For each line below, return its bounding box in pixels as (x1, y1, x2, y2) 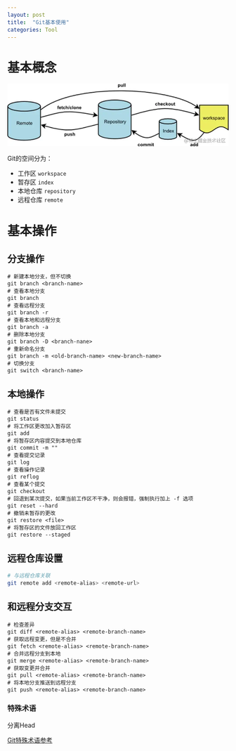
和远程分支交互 (7, 601, 72, 613)
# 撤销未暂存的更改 (7, 510, 56, 517)
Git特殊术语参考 (7, 736, 53, 744)
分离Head (7, 721, 36, 729)
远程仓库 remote (17, 195, 63, 204)
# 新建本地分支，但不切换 (7, 273, 72, 280)
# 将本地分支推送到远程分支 (7, 679, 77, 686)
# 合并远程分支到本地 (7, 650, 61, 657)
